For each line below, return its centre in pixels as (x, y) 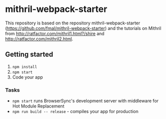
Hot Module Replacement (38, 106)
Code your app (28, 77)
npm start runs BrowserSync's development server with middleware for (85, 101)
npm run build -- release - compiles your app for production (75, 112)
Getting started (29, 55)
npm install (25, 67)
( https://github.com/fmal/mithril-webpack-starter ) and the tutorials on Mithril (83, 28)
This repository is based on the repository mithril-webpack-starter (73, 23)
